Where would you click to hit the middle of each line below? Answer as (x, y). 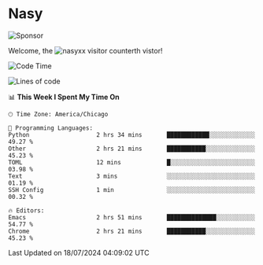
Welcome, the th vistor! (85, 50)
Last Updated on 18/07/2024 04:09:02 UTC (79, 252)
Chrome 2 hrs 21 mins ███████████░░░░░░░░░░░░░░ (132, 231)
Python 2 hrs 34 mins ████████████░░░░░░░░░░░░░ (132, 134)
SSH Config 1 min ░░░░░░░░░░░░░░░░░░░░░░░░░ (132, 190)
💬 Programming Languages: (50, 128)
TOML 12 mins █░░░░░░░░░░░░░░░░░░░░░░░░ (132, 162)
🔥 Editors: (26, 210)
